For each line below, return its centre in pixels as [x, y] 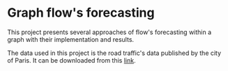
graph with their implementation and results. [71, 39]
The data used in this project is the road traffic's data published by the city [114, 53]
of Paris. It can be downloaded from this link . [71, 60]
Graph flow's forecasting [81, 13]
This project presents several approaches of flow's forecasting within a [109, 32]
